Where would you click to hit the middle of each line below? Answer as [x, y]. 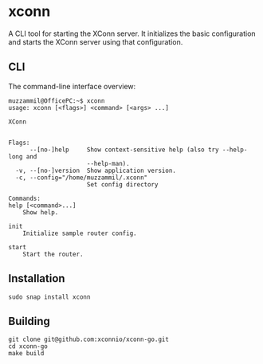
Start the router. [53, 254]
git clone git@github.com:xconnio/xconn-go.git [89, 340]
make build [26, 354]
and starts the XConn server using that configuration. [96, 41]
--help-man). [108, 163]
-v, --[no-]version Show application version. [96, 170]
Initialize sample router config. [80, 233]
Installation [37, 278]
